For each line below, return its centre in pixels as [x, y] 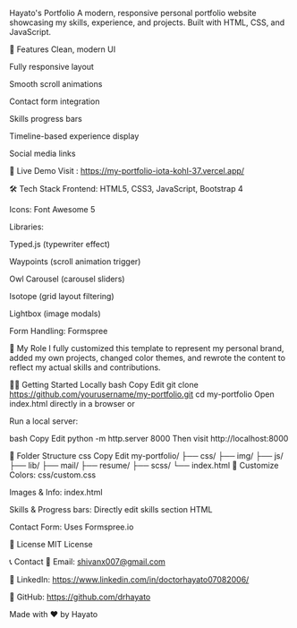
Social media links [42, 153]
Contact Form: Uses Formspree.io [72, 527]
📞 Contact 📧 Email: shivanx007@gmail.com [87, 562]
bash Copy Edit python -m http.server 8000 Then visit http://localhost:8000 [149, 439]
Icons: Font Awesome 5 [52, 209]
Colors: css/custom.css [53, 475]
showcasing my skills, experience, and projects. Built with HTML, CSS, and [147, 22]
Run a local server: [44, 421]
